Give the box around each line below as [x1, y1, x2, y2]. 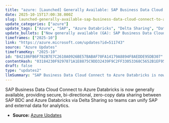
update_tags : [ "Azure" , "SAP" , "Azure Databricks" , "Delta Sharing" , [5, 26, 154, 31]
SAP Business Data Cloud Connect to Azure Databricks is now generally [5, 86, 154, 92]
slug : [5, 17, 17, 22]
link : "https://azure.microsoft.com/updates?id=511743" [5, 40, 125, 45]
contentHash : [5, 59, 33, 64]
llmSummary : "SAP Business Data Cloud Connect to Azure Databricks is [5, 73, 156, 78]
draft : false [5, 63, 33, 68]
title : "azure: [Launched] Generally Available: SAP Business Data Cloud [5, 7, 163, 13]
